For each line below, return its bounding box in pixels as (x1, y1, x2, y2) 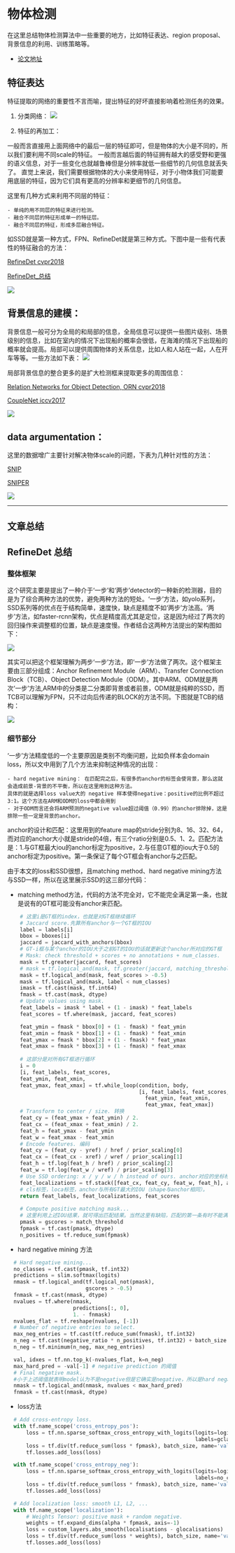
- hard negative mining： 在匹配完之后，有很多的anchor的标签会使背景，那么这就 (7, 775, 223, 782)
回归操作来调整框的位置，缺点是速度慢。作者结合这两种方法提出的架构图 (7, 621, 215, 630)
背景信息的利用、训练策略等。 (7, 39, 93, 48)
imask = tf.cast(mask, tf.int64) (20, 985, 117, 992)
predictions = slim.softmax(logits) (13, 1272, 120, 1279)
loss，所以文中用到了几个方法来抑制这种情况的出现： (7, 760, 160, 768)
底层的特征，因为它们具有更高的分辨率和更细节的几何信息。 (13, 176, 185, 185)
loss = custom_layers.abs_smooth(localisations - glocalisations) (25, 1526, 224, 1533)
